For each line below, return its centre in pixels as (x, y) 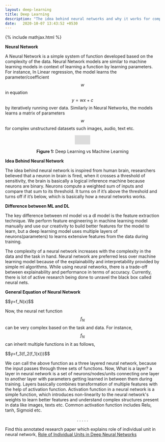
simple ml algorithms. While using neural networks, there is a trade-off (76, 267)
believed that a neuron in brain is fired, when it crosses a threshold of (75, 176)
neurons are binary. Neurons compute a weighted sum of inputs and (74, 186)
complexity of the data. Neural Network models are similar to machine (76, 61)
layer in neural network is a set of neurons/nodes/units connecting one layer (82, 373)
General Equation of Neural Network (43, 292)
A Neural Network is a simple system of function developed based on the (79, 56)
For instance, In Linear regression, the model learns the (61, 72)
